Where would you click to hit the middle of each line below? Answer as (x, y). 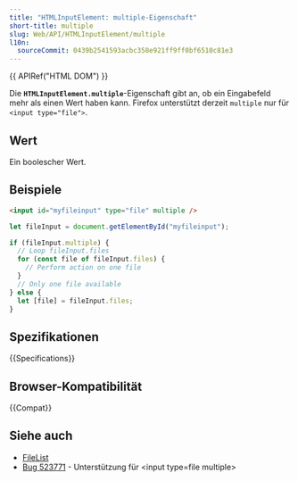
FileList (35, 457)
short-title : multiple (51, 26)
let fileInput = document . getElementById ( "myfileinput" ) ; (119, 227)
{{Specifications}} (42, 359)
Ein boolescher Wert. (48, 162)
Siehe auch (41, 436)
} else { (25, 292)
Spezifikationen (54, 337)
